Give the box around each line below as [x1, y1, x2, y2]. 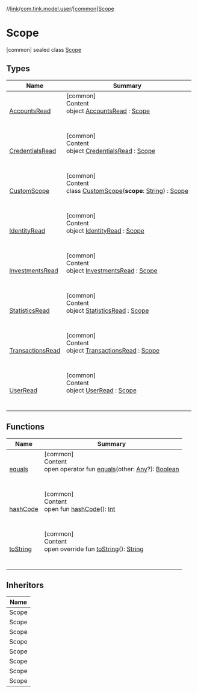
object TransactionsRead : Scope [66, 346, 160, 354]
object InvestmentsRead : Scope [66, 266, 158, 275]
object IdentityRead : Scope [66, 226, 144, 234]
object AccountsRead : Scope [66, 107, 150, 115]
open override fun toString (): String [44, 545, 144, 553]
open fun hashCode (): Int [44, 504, 116, 513]
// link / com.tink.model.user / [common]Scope [6, 5, 114, 12]
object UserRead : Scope [66, 386, 137, 394]
